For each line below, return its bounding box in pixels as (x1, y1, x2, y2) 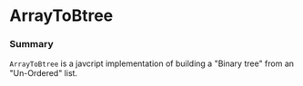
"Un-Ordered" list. (9, 68, 78, 79)
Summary (9, 38, 55, 51)
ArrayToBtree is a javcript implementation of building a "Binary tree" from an (9, 58, 294, 69)
